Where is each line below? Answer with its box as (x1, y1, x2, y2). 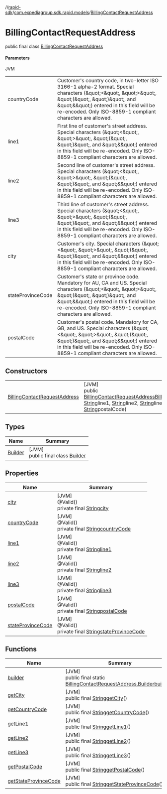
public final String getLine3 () (65, 752, 131, 759)
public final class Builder (29, 452, 86, 459)
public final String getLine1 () (65, 723, 131, 730)
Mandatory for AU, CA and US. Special (57, 279, 147, 286)
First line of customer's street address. (57, 123, 148, 130)
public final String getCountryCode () (65, 709, 150, 716)
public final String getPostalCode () (65, 767, 145, 774)
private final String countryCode (57, 525, 131, 532)
